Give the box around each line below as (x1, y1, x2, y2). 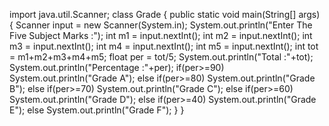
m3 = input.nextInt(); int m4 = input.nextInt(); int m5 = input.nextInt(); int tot (9, 40, 319, 52)
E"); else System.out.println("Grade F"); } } (9, 104, 185, 116)
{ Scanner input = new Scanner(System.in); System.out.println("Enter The (9, 19, 313, 31)
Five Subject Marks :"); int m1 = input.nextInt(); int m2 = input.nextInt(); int (9, 30, 313, 41)
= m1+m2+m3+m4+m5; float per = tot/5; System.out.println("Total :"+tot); (9, 51, 314, 63)
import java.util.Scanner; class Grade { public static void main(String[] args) (9, 9, 321, 20)
